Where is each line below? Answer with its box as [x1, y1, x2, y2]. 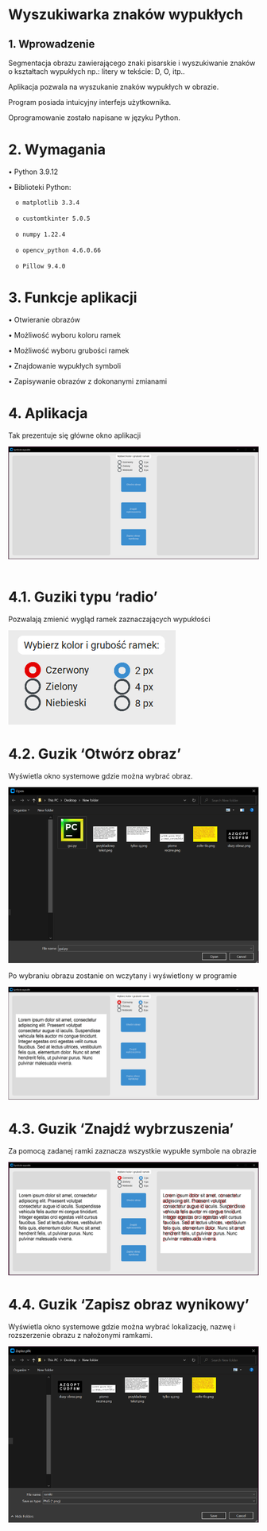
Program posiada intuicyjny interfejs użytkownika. [8, 98, 172, 106]
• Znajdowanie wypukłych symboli [8, 361, 122, 370]
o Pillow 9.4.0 [15, 262, 66, 270]
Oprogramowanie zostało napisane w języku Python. [8, 113, 181, 122]
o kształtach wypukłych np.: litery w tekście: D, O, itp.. [8, 67, 185, 76]
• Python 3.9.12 [8, 167, 58, 176]
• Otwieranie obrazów [8, 315, 81, 324]
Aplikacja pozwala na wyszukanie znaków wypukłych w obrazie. [8, 82, 219, 91]
